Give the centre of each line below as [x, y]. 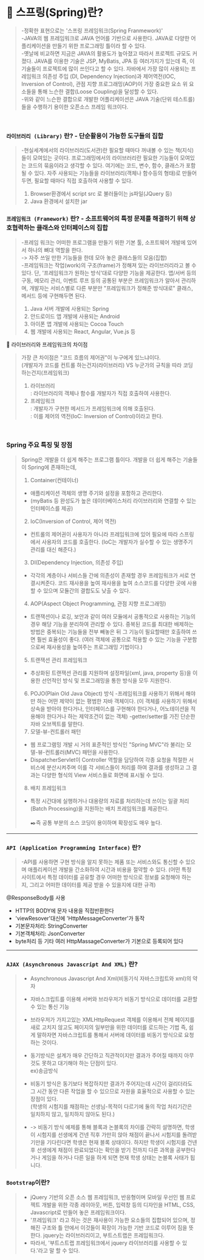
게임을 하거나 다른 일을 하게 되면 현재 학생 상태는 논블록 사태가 [115, 1158]
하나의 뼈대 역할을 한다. [55, 250]
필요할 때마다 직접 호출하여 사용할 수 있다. [84, 181]
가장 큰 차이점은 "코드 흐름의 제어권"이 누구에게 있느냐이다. [91, 357]
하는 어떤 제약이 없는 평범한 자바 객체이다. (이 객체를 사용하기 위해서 [117, 701]
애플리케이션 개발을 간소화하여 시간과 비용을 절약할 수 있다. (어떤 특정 [110, 870]
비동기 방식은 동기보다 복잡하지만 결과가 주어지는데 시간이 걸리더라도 [111, 1084]
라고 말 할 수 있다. [59, 1250]
